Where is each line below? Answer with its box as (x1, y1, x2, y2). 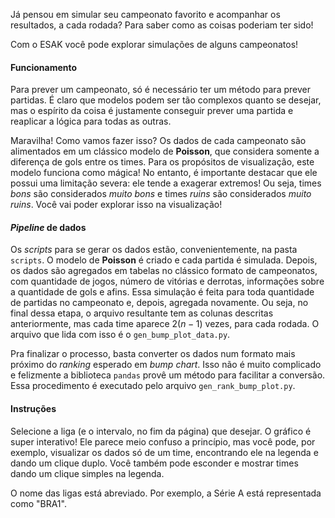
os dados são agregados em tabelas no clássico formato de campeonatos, (10, 265, 318, 277)
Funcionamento (10, 61, 78, 73)
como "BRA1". (10, 497, 67, 509)
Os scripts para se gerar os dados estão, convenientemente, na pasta (10, 244, 298, 256)
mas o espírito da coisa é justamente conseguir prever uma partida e (10, 105, 294, 117)
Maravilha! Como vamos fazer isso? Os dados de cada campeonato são (10, 135, 307, 147)
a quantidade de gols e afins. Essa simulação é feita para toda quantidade (10, 286, 315, 298)
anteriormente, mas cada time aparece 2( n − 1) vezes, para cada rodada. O (10, 318, 320, 330)
